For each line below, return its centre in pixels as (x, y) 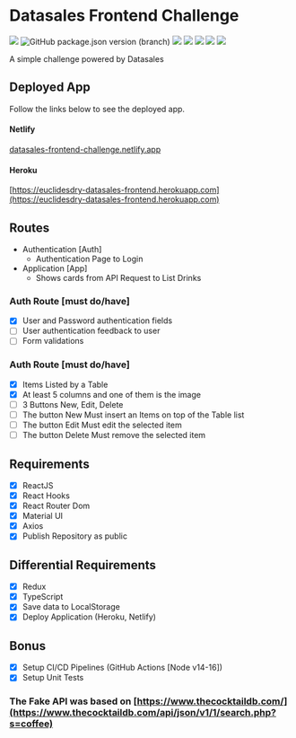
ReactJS (38, 485)
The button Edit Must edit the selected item (102, 425)
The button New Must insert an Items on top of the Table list (133, 415)
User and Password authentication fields (97, 321)
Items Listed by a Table (65, 384)
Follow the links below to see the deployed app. (97, 109)
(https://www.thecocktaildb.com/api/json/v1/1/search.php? (143, 713)
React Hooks (46, 496)
